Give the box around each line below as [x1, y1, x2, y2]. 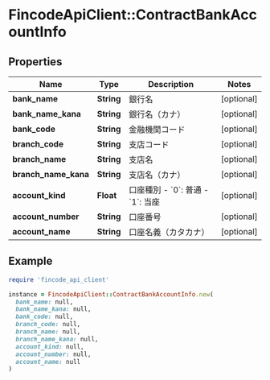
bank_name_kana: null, [15, 305, 92, 313]
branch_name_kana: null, [15, 335, 99, 343]
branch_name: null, [15, 328, 81, 336]
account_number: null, [15, 350, 92, 358]
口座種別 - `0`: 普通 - [128, 184, 209, 195]
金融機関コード [128, 124, 186, 134]
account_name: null [15, 357, 81, 366]
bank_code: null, [15, 312, 74, 321]
